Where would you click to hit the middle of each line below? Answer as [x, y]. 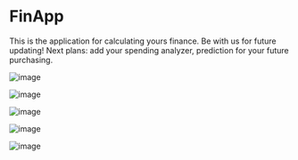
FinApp [37, 16]
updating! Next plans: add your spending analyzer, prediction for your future [149, 50]
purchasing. [31, 60]
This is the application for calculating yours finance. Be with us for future [143, 41]
